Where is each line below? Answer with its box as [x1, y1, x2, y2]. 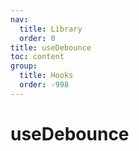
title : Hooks [19, 71, 74, 81]
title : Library [19, 24, 83, 34]
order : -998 [19, 80, 70, 90]
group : [10, 61, 38, 71]
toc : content [10, 52, 65, 62]
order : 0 [19, 33, 56, 43]
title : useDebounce [10, 42, 92, 53]
